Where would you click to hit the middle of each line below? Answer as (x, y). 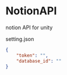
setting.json (20, 39)
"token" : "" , (32, 55)
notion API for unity (29, 27)
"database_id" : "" (39, 61)
